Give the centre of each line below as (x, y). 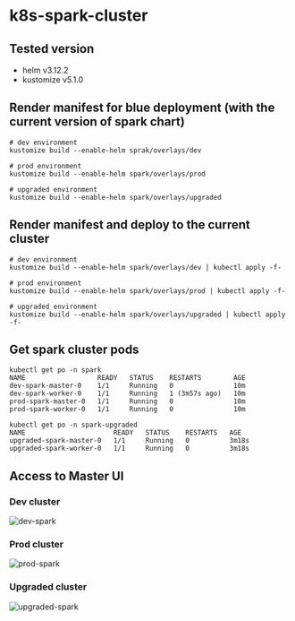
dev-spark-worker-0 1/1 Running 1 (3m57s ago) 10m (127, 394)
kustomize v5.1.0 (53, 80)
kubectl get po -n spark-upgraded (74, 425)
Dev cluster (35, 501)
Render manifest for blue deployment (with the (142, 108)
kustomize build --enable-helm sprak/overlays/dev (105, 150)
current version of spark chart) (97, 122)
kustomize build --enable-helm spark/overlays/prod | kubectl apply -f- (147, 291)
